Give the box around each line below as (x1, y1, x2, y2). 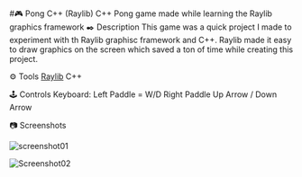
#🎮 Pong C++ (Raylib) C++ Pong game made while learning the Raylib (9, 8, 273, 19)
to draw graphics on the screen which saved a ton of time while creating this (9, 44, 294, 55)
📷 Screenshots (9, 120, 67, 130)
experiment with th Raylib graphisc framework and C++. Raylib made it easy (9, 35, 292, 45)
